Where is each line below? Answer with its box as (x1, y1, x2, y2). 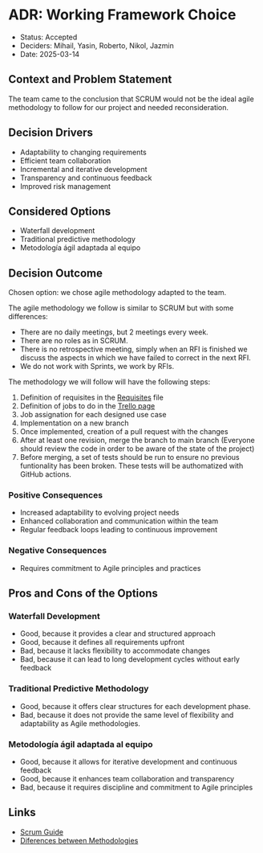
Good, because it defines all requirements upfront (19, 638, 185, 647)
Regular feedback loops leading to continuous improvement (19, 525, 218, 535)
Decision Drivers (8, 126, 94, 140)
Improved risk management (19, 181, 111, 191)
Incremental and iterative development (19, 164, 148, 174)
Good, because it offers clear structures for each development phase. (19, 701, 251, 711)
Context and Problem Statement (8, 72, 172, 86)
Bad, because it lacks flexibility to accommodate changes (19, 646, 211, 656)
